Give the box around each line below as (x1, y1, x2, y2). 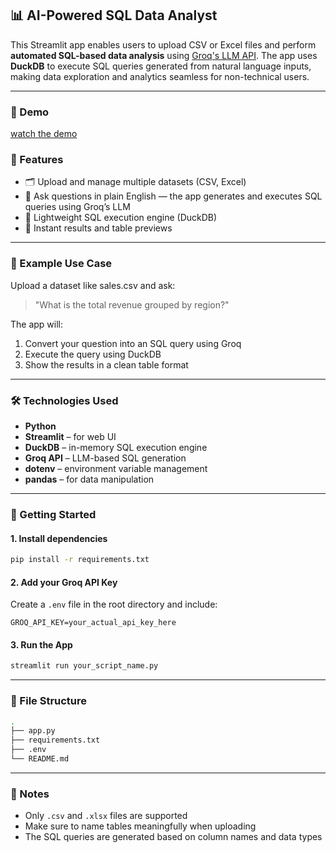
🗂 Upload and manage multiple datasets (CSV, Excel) (24, 176, 247, 188)
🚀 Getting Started (10, 507, 97, 521)
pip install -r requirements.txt (10, 555, 150, 565)
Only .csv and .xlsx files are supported (24, 810, 188, 822)
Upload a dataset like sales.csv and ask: (10, 279, 176, 291)
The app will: (10, 318, 64, 330)
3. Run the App (10, 638, 73, 651)
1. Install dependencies (10, 532, 108, 544)
